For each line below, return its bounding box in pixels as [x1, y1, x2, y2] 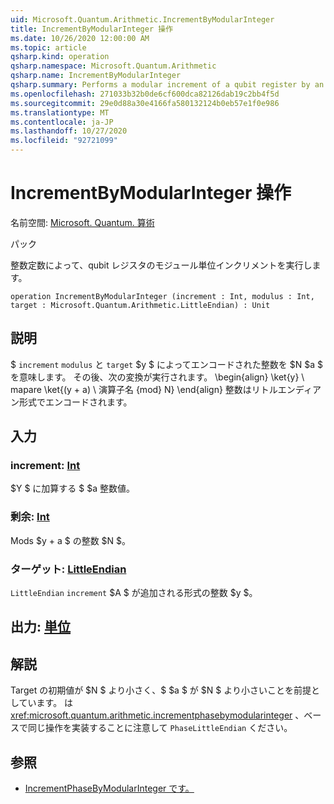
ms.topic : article [10, 42, 87, 53]
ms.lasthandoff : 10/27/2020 [10, 126, 128, 136]
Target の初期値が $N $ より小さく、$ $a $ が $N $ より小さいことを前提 [10, 684, 312, 696]
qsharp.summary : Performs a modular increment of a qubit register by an [10, 80, 325, 90]
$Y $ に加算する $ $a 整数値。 [10, 482, 135, 495]
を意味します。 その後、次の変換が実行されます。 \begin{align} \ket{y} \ [10, 371, 305, 383]
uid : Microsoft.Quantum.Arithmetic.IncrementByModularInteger [10, 14, 275, 25]
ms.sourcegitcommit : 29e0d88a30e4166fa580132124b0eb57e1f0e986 [10, 98, 280, 108]
